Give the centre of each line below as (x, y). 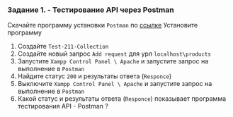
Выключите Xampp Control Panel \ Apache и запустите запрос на (115, 84)
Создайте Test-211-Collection (63, 47)
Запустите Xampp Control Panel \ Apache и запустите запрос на (113, 61)
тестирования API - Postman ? (63, 106)
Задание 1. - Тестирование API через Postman (91, 10)
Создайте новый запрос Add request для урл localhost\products (114, 54)
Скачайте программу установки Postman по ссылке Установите (103, 25)
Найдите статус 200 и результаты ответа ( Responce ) (95, 76)
